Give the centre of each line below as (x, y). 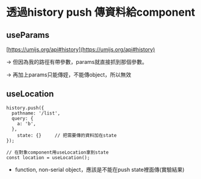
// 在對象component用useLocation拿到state (57, 152)
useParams (28, 35)
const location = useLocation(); (48, 157)
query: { (23, 118)
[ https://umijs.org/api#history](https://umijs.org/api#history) (81, 49)
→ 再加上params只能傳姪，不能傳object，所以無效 (69, 75)
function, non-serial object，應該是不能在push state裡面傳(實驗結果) (100, 169)
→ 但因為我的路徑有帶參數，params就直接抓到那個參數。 (77, 62)
